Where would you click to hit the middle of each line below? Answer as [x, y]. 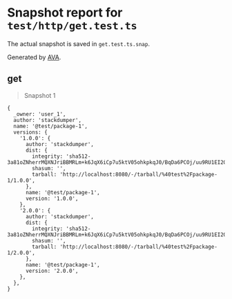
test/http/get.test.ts [72, 26]
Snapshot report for [65, 13]
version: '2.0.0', [52, 271]
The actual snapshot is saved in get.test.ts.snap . [79, 43]
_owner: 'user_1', [40, 114]
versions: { [31, 132]
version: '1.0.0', [52, 198]
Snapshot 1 [40, 95]
